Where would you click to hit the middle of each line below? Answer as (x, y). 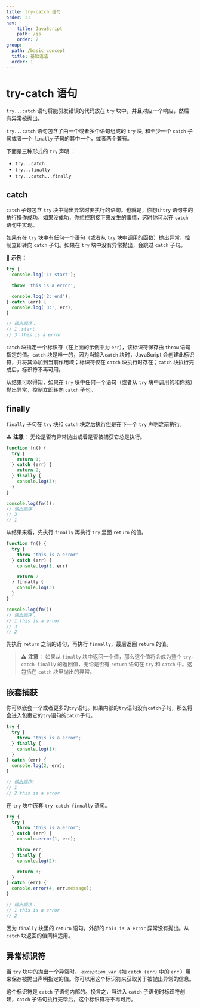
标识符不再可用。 (43, 369)
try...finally (32, 170)
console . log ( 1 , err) (42, 566)
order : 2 (28, 39)
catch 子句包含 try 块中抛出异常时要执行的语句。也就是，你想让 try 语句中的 (100, 210)
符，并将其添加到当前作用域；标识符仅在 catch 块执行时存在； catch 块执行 (98, 362)
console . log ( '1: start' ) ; (44, 275)
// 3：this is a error (34, 335)
